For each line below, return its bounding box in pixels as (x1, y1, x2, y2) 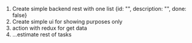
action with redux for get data (12, 24, 88, 31)
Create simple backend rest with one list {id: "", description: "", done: (12, 5, 187, 12)
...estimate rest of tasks (12, 31, 72, 38)
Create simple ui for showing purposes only (12, 18, 123, 25)
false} (12, 12, 28, 19)
